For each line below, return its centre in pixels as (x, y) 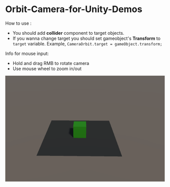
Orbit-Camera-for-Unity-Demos (74, 9)
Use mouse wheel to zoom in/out (47, 69)
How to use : (18, 23)
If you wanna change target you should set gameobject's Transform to (87, 38)
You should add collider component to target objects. (68, 33)
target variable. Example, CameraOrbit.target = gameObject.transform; (88, 43)
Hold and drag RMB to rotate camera (51, 63)
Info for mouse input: (27, 53)
